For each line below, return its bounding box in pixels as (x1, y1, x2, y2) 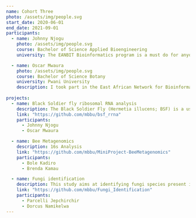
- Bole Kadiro (21, 160, 57, 166)
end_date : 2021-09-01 (6, 25, 59, 31)
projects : (6, 95, 30, 101)
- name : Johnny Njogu (11, 36, 64, 41)
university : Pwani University (16, 79, 90, 85)
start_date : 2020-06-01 (6, 19, 64, 25)
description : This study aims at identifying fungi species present (16, 182, 187, 188)
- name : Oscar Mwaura (11, 63, 64, 68)
